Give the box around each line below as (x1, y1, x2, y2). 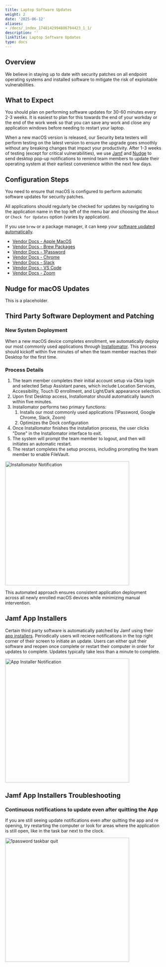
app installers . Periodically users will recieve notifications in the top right (5, 633, 153, 639)
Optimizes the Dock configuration (19, 420, 89, 426)
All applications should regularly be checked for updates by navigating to (5, 203, 155, 209)
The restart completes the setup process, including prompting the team (12, 446, 159, 452)
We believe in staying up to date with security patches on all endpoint (5, 71, 147, 77)
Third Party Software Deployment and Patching (5, 312, 155, 321)
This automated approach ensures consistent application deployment (5, 589, 147, 595)
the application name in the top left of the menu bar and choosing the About (5, 209, 159, 215)
